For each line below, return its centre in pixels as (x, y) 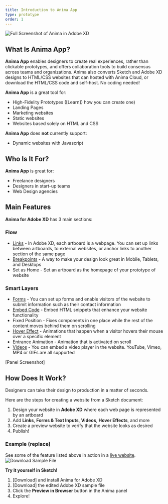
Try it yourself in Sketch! (31, 470)
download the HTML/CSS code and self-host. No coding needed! (73, 83)
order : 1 (14, 19)
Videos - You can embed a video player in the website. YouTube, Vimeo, (87, 347)
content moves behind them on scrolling (54, 326)
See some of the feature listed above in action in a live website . (70, 455)
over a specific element (37, 337)
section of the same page (39, 254)
